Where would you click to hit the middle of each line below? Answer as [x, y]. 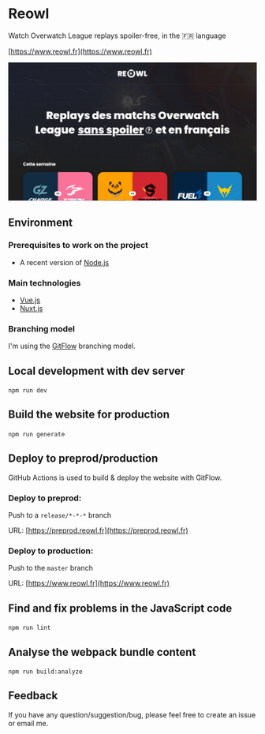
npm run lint [30, 628]
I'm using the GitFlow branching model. [72, 346]
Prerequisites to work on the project [78, 245]
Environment [41, 223]
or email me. [28, 723]
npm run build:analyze [45, 672]
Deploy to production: [51, 551]
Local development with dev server [97, 371]
